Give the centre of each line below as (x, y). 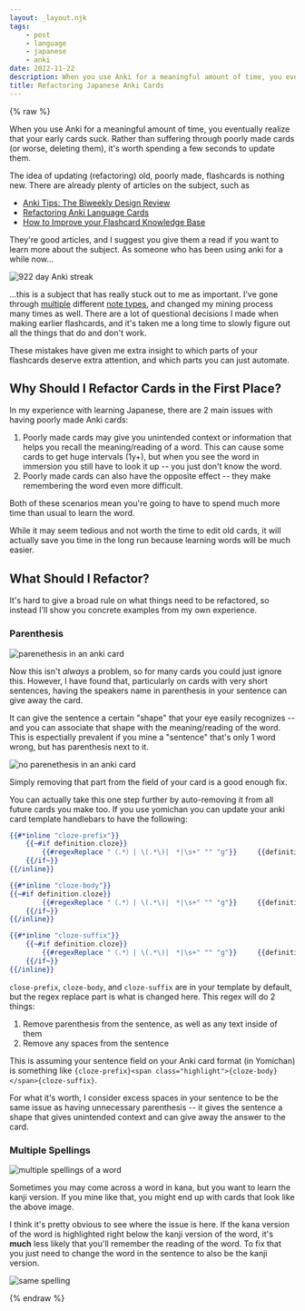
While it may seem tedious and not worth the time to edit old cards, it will (145, 531)
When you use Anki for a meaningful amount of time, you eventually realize (150, 129)
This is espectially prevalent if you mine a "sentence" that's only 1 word (143, 737)
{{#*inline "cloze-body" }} (60, 885)
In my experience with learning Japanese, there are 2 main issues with (141, 411)
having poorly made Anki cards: (69, 420)
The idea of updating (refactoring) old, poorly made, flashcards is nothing (147, 175)
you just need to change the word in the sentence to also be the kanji (138, 1253)
